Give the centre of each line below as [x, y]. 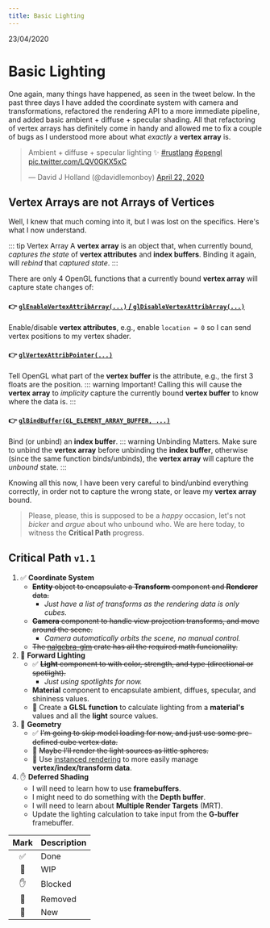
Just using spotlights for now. [93, 681]
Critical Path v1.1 [52, 558]
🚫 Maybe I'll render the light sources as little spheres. [120, 750]
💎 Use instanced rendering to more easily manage [115, 759]
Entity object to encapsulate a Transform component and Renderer [145, 587]
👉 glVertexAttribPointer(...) [60, 355]
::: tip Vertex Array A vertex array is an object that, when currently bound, [131, 246]
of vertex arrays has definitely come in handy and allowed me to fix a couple [135, 128]
